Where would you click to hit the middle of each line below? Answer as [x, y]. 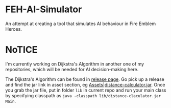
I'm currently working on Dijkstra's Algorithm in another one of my [75, 64]
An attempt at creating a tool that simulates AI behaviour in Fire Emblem [81, 24]
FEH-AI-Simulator [44, 9]
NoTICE [21, 50]
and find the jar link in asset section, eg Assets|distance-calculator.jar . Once [85, 84]
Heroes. [14, 29]
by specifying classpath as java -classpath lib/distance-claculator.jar [83, 95]
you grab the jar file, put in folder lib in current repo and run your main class [86, 90]
